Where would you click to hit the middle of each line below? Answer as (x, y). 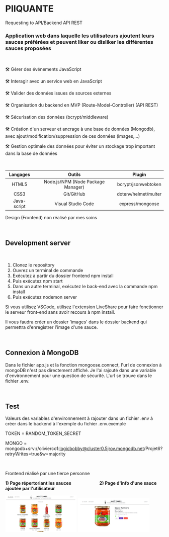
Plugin (139, 174)
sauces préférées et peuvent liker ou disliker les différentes (79, 42)
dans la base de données (31, 153)
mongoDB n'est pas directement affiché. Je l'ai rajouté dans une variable (81, 370)
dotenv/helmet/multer (139, 194)
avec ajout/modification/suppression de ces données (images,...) (72, 136)
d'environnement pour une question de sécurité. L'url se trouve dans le (79, 376)
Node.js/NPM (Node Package (74, 182)
